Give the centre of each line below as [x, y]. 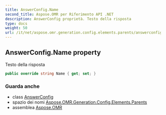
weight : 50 [16, 28]
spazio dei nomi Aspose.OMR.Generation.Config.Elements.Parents [80, 102]
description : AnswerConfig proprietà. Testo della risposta [68, 19]
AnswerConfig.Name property [53, 53]
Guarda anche [22, 86]
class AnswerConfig [33, 97]
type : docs [16, 23]
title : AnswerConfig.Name [32, 10]
